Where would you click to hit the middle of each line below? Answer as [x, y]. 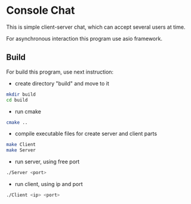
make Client [21, 145]
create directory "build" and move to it [62, 83]
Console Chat [41, 10]
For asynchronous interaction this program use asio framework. [84, 38]
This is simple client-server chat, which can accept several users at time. [96, 27]
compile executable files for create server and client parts [86, 134]
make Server [21, 150]
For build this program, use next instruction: [60, 72]
